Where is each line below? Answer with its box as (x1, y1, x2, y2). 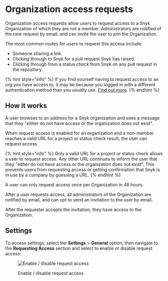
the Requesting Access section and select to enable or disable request (5, 245, 153, 251)
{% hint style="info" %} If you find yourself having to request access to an (5, 76, 159, 82)
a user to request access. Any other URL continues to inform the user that (5, 156, 158, 162)
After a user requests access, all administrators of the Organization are (5, 191, 151, 197)
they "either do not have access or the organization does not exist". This (5, 161, 154, 167)
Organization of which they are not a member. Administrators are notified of (5, 25, 161, 31)
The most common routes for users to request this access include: (5, 40, 143, 46)
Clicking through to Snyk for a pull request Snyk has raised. (12, 55, 135, 61)
